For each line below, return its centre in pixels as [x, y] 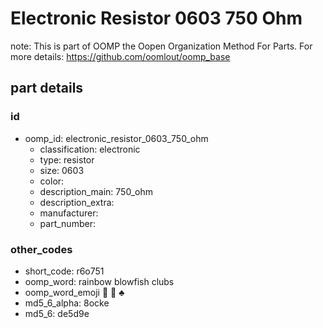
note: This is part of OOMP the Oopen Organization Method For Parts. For [161, 46]
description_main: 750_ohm [96, 191]
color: [52, 181]
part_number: [67, 223]
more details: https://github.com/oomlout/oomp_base [120, 56]
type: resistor [67, 159]
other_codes [41, 249]
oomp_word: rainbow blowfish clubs [99, 281]
